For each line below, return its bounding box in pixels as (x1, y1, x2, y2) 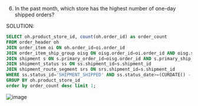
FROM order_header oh (6, 39, 60, 45)
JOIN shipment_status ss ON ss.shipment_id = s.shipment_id (6, 61, 151, 67)
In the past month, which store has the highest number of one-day (14, 5, 176, 12)
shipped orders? (14, 11, 55, 18)
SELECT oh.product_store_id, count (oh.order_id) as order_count (6, 34, 167, 40)
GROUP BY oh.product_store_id (6, 77, 81, 83)
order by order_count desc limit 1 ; (6, 83, 96, 88)
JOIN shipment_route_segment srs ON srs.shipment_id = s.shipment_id (6, 67, 176, 73)
